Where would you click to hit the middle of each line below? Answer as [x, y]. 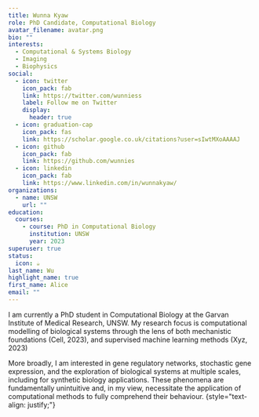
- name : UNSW [36, 198]
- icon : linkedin [44, 169]
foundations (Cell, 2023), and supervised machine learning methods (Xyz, [128, 339]
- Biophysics [36, 67]
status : [21, 256]
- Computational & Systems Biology [73, 52]
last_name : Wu [31, 270]
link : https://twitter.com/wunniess [82, 96]
